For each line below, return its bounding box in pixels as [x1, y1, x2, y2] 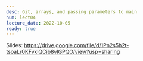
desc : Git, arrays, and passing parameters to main [6, 8, 137, 15]
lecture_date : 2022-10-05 [6, 20, 70, 26]
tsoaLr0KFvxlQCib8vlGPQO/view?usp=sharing [6, 48, 120, 56]
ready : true [6, 25, 36, 32]
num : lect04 [6, 14, 36, 20]
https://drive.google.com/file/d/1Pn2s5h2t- [23, 42, 129, 49]
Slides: [6, 42, 23, 49]
